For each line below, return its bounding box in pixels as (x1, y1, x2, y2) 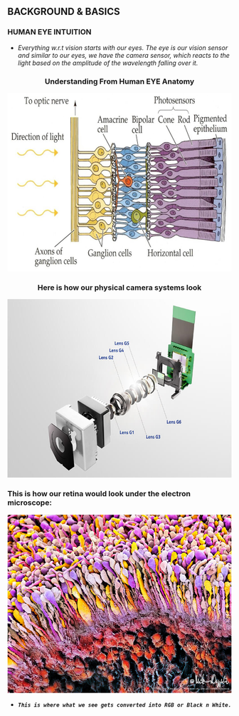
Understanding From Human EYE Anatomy (44, 76, 195, 86)
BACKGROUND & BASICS (7, 6, 121, 18)
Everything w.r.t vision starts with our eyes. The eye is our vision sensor (17, 43, 228, 52)
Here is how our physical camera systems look (37, 282, 202, 292)
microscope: (7, 498, 52, 508)
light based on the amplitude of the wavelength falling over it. (17, 59, 198, 67)
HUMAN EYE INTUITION (7, 27, 92, 37)
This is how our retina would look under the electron (7, 489, 191, 499)
